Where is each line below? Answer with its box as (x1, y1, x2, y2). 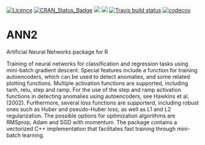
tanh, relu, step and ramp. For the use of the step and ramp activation (6, 86, 182, 93)
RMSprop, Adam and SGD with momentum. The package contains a (6, 118, 177, 125)
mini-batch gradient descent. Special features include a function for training (6, 66, 198, 73)
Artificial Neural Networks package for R (6, 48, 108, 55)
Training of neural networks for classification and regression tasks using (6, 60, 188, 67)
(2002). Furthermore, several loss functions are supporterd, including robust (6, 99, 199, 106)
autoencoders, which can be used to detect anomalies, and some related (6, 73, 190, 80)
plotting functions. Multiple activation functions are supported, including (6, 80, 188, 87)
